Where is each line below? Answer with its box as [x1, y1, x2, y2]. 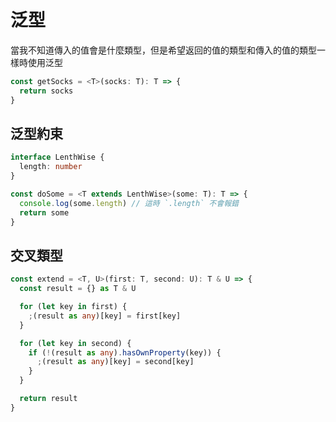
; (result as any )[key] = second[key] [36, 357, 195, 367]
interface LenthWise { [10, 152, 105, 163]
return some [19, 207, 70, 218]
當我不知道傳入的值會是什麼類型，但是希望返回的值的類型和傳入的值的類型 [10, 44, 317, 56]
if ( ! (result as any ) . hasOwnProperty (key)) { [28, 347, 222, 358]
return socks [19, 86, 74, 96]
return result [19, 394, 78, 404]
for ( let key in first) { [19, 302, 128, 312]
